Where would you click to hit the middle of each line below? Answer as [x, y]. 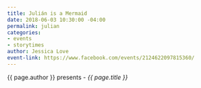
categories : [24, 32]
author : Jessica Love [38, 52]
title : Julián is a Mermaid [47, 13]
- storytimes [26, 45]
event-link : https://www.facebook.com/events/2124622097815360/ [101, 58]
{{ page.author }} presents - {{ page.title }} [68, 77]
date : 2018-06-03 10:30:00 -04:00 [57, 20]
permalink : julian [33, 26]
